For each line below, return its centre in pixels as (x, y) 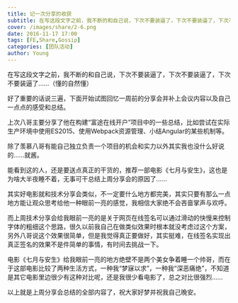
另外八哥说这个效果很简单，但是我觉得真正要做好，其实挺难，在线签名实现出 (119, 235)
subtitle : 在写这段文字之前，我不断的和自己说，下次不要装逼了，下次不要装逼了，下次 (118, 21)
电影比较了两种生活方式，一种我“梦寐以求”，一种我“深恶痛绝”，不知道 (127, 268)
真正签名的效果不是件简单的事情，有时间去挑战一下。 (85, 244)
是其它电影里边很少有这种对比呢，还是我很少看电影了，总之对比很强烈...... (115, 277)
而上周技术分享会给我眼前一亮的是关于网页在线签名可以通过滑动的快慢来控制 (119, 217)
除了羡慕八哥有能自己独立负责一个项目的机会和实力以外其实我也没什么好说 (116, 146)
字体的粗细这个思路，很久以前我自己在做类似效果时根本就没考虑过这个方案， (119, 227)
